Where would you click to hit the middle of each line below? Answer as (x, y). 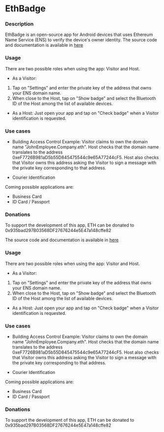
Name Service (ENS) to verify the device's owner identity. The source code (81, 40)
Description (19, 24)
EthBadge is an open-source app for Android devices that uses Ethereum (79, 34)
